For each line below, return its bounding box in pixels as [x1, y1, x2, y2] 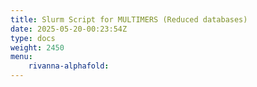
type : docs [10, 33, 56, 43]
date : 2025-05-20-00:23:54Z [10, 24, 128, 34]
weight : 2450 [10, 42, 65, 53]
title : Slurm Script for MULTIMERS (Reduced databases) [10, 14, 248, 25]
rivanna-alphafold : [28, 61, 110, 71]
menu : [10, 52, 33, 62]
